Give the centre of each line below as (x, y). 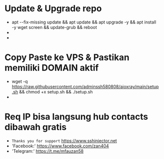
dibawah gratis (35, 127)
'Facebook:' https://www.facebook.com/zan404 (60, 146)
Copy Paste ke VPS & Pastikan (67, 57)
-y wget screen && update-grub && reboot (54, 27)
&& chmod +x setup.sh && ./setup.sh (56, 91)
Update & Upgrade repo (53, 9)
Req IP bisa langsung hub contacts (76, 117)
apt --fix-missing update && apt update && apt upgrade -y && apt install (84, 22)
